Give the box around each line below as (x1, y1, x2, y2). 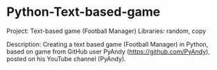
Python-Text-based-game (6, 4, 161, 20)
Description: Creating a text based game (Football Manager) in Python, (6, 40, 209, 48)
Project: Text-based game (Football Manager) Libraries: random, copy (6, 27, 207, 35)
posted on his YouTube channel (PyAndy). (6, 54, 126, 62)
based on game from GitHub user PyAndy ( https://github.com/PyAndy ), (6, 47, 211, 56)
